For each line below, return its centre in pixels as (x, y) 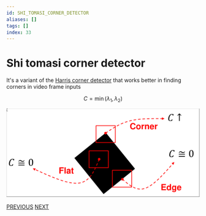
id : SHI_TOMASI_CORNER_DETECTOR (48, 13)
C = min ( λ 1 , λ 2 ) (103, 99)
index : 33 (19, 32)
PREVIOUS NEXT (28, 207)
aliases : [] (21, 19)
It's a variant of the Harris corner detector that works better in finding (94, 80)
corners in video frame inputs (44, 87)
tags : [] (17, 26)
